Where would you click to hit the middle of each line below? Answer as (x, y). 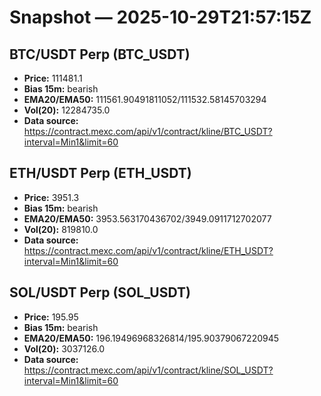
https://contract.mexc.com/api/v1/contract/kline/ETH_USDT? (148, 250)
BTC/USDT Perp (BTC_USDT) (100, 54)
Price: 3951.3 (51, 197)
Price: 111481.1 (53, 78)
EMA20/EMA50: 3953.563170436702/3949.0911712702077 (147, 218)
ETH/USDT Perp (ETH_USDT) (100, 173)
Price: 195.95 (51, 317)
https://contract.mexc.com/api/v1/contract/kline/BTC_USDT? (148, 131)
